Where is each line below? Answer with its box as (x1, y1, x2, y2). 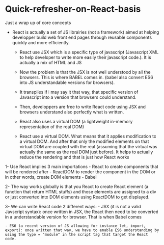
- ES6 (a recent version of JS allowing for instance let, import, (5, 223, 146, 228)
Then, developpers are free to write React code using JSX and (19, 104, 146, 109)
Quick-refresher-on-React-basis (5, 3, 141, 15)
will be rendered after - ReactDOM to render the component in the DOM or (5, 168, 156, 175)
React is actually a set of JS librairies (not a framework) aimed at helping (12, 29, 160, 35)
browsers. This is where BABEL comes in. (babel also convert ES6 (19, 74, 153, 80)
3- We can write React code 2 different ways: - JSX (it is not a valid (5, 203, 141, 209)
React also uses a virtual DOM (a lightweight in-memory (19, 118, 133, 124)
